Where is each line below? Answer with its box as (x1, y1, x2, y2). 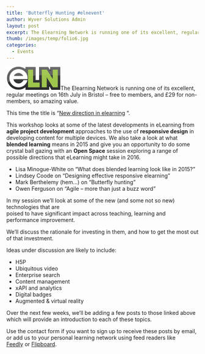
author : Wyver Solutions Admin (6, 16, 86, 23)
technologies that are (6, 203, 60, 210)
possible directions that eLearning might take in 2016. (6, 153, 141, 161)
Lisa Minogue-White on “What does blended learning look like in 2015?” (15, 165, 195, 172)
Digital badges (15, 290, 52, 298)
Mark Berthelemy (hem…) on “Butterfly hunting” (15, 178, 136, 186)
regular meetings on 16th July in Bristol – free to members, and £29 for (6, 90, 184, 98)
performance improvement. (6, 216, 75, 223)
